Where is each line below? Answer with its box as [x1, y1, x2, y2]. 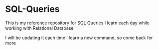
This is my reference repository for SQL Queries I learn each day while [5, 20, 150, 26]
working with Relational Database [5, 25, 74, 31]
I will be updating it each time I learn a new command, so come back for [5, 35, 153, 41]
